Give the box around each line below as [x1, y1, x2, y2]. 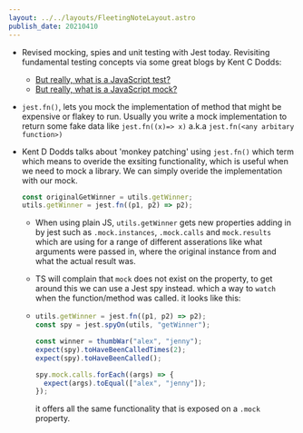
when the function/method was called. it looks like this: [34, 292, 241, 304]
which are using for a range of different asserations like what [34, 237, 263, 248]
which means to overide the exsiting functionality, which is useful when [21, 155, 289, 166]
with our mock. [21, 174, 78, 186]
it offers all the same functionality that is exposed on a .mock [34, 403, 260, 414]
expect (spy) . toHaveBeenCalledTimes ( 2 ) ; [34, 345, 187, 354]
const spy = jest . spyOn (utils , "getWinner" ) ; [34, 320, 210, 330]
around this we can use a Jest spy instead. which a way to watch [34, 283, 276, 294]
